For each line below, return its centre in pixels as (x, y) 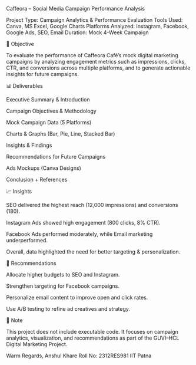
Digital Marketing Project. (37, 344)
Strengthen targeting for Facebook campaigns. (63, 286)
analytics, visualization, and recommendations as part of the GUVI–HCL (93, 338)
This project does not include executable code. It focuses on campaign (92, 332)
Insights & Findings (29, 145)
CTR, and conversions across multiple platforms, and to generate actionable (98, 68)
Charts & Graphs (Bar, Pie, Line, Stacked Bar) (61, 134)
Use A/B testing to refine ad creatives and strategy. (68, 309)
